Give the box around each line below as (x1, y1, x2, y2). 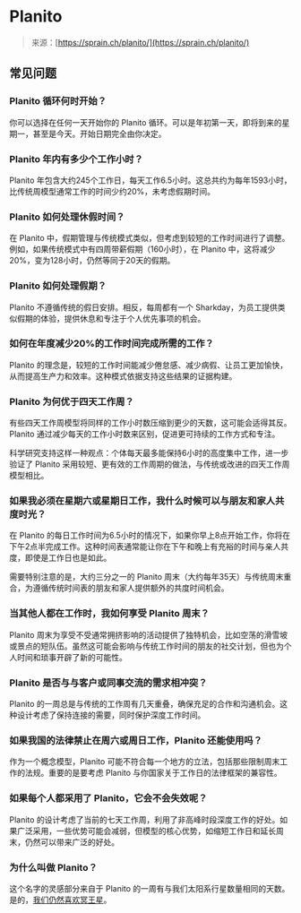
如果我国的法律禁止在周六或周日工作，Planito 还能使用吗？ (9, 734, 262, 746)
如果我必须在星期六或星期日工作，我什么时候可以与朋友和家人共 (9, 495, 285, 507)
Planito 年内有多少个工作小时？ (9, 152, 143, 165)
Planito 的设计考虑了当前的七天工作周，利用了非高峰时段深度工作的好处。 (9, 814, 280, 825)
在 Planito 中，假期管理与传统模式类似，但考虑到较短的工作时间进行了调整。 (9, 233, 290, 244)
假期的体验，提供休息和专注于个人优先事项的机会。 (16, 313, 206, 323)
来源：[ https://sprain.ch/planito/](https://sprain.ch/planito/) (30, 37, 250, 47)
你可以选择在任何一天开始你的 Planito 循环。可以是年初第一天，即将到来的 (9, 116, 282, 127)
